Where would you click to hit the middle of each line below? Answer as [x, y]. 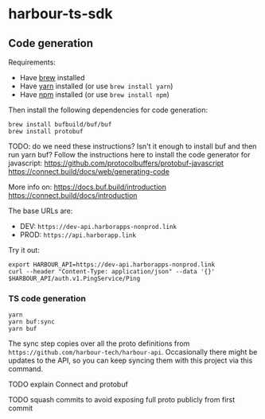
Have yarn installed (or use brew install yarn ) [96, 86]
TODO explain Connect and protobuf [68, 384]
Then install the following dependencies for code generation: [108, 110]
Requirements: [32, 62]
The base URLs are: [41, 211]
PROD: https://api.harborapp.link [78, 235]
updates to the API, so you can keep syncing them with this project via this [131, 361]
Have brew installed [52, 78]
